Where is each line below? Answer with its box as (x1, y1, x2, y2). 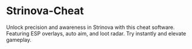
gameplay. (6, 36, 31, 43)
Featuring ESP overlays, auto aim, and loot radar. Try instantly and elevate (6, 30, 187, 37)
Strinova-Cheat (6, 4, 84, 18)
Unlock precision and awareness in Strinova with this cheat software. (6, 24, 175, 31)
